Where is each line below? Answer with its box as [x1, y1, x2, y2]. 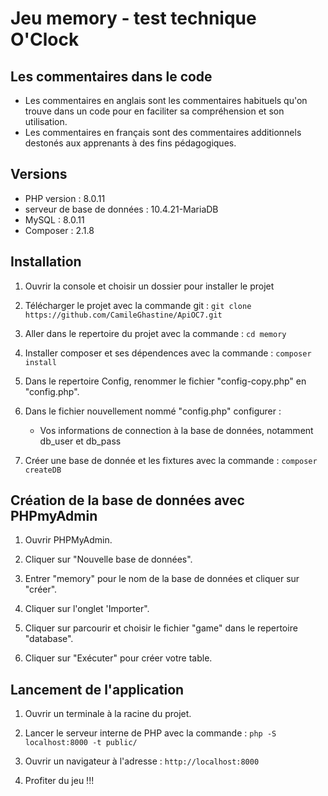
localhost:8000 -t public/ [24, 738, 138, 748]
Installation [10, 253, 82, 271]
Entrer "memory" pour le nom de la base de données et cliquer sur [24, 573, 300, 585]
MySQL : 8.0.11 [24, 213, 85, 226]
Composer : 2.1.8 [24, 224, 95, 236]
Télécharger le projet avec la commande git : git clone [24, 299, 252, 311]
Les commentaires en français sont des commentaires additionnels [24, 127, 302, 138]
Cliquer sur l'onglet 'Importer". [24, 603, 150, 615]
